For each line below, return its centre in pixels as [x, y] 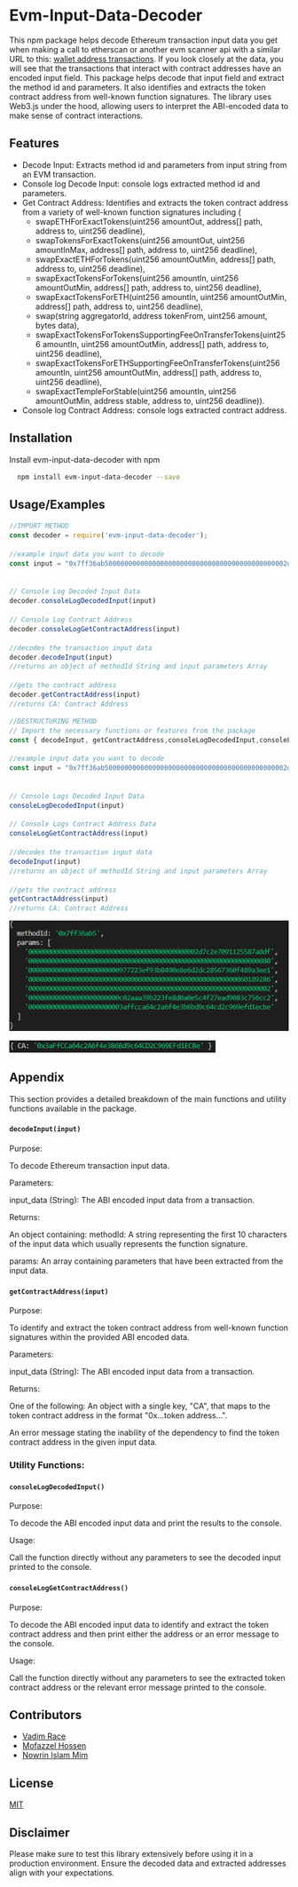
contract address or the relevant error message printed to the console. [138, 1687]
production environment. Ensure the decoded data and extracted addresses [148, 1863]
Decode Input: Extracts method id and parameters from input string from [154, 164]
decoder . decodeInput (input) [61, 657]
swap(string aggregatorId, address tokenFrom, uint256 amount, [151, 315]
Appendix [37, 1078]
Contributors [46, 1715]
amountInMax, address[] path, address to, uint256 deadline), [146, 250]
